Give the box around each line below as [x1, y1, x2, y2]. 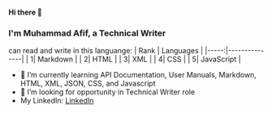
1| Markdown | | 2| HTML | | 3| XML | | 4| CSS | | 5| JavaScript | [29, 54, 241, 64]
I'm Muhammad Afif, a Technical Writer [8, 27, 166, 39]
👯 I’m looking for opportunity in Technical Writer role [19, 86, 196, 97]
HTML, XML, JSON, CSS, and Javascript [19, 78, 156, 88]
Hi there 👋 [8, 7, 42, 17]
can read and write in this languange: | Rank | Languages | [8, 45, 204, 55]
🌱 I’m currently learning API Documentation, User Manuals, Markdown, [19, 69, 257, 79]
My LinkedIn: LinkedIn [19, 95, 94, 105]
